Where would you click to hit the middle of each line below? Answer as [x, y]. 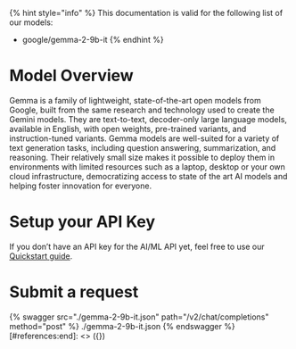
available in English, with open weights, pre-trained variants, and [128, 129]
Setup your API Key [82, 222]
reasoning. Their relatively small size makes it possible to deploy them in [142, 157]
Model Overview [71, 76]
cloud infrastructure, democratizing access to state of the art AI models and [148, 176]
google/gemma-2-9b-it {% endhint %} [93, 40]
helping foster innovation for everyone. [81, 186]
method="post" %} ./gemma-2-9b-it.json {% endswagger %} [122, 326]
